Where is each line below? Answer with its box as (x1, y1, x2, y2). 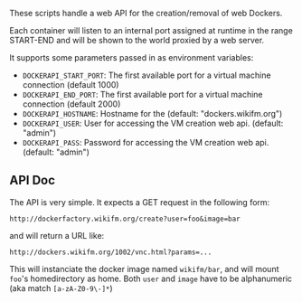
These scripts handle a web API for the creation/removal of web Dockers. (9, 8, 283, 18)
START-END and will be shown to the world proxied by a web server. (9, 35, 265, 45)
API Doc (9, 173, 56, 188)
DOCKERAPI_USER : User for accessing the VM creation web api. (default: (22, 118, 284, 128)
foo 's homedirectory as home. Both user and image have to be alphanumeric (9, 273, 292, 284)
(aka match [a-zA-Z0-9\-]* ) (9, 282, 113, 293)
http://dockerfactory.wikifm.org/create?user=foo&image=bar (9, 214, 241, 223)
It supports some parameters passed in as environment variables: (9, 52, 254, 62)
